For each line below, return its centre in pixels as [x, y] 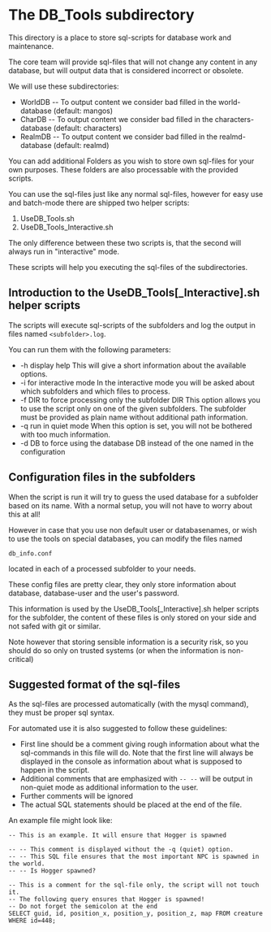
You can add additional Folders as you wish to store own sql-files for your [131, 161]
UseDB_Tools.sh [47, 218]
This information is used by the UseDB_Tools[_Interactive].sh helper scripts [134, 608]
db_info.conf [30, 553]
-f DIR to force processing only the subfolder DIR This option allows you [140, 399]
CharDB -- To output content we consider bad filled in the [116, 119]
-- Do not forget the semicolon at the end [83, 907]
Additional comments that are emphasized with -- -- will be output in [136, 779]
